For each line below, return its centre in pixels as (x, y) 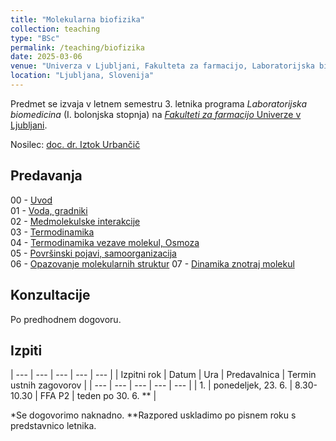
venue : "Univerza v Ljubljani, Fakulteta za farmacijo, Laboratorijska (162, 66)
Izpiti (26, 350)
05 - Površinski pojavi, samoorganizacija (93, 253)
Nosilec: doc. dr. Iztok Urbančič (75, 144)
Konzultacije (50, 295)
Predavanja (46, 176)
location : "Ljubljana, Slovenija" (82, 76)
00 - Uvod (31, 200)
